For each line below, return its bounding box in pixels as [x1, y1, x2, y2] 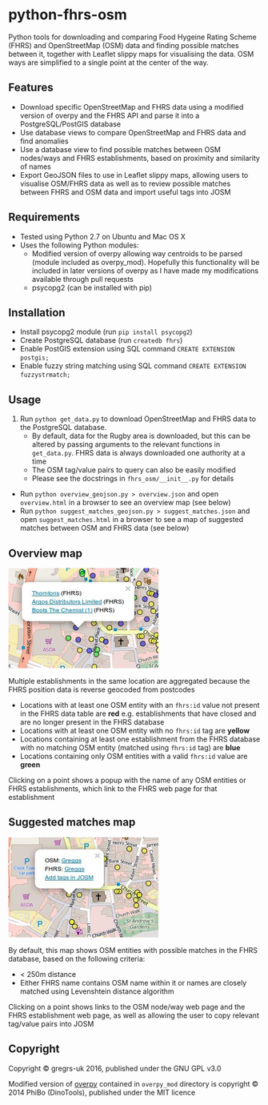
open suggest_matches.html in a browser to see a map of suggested [19, 515, 244, 524]
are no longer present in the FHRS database [19, 717, 165, 726]
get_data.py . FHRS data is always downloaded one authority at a [31, 448, 246, 458]
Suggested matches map [8, 815, 136, 830]
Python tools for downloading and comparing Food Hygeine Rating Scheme [8, 32, 258, 42]
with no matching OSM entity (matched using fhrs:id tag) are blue [19, 743, 241, 752]
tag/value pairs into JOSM [8, 1019, 94, 1028]
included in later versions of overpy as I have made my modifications [31, 266, 259, 275]
